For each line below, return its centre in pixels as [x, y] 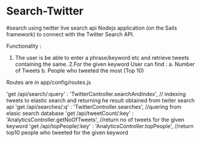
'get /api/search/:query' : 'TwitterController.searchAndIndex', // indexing [96, 94]
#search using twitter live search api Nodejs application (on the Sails [92, 28]
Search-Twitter [45, 11]
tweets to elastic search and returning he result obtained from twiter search [100, 100]
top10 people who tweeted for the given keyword [67, 132]
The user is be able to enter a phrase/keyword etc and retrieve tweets [102, 57]
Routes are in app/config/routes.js [49, 82]
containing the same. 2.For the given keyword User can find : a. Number [105, 64]
